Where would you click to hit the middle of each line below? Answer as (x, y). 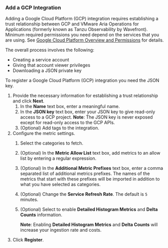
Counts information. (41, 215)
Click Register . (28, 240)
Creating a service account (41, 60)
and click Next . (28, 101)
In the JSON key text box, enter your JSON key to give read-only (88, 112)
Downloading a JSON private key (47, 70)
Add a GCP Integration (33, 8)
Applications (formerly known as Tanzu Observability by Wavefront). (77, 29)
